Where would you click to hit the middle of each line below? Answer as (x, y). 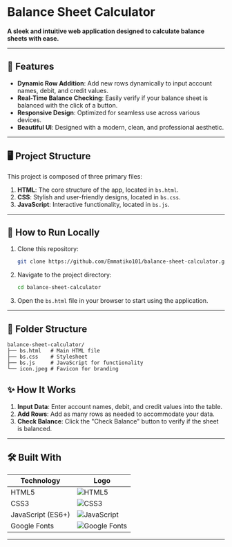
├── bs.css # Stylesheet (48, 357)
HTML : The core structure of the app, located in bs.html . (98, 190)
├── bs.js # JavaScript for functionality (75, 363)
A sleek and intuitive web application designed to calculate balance (106, 31)
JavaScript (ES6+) (40, 515)
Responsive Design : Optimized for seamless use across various (108, 112)
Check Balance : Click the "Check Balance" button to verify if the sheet (118, 421)
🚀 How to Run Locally (54, 232)
